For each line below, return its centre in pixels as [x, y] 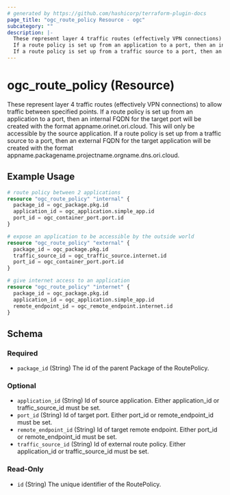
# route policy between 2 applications [64, 192]
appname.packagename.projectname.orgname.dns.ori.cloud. [93, 155]
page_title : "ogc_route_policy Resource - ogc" [76, 20]
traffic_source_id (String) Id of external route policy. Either [101, 444]
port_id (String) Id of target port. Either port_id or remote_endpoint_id [115, 415]
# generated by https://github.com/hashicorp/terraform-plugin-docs [107, 13]
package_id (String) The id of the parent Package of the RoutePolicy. [113, 368]
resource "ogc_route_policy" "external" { [68, 243]
